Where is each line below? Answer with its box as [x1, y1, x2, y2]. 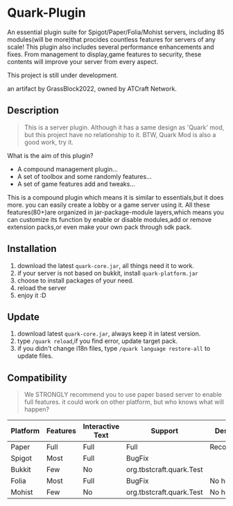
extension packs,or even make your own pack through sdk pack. [7, 223, 192, 231]
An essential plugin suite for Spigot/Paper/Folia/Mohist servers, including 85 [7, 28, 225, 36]
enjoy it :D [17, 291, 46, 299]
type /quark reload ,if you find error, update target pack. [17, 337, 178, 345]
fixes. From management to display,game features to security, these [7, 50, 202, 58]
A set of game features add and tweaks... [17, 180, 136, 188]
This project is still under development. [7, 71, 119, 79]
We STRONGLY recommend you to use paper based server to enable [24, 390, 222, 399]
